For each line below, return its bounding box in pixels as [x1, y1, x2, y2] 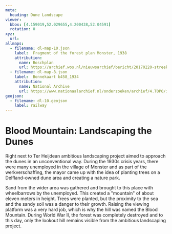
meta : [5, 7, 17, 13]
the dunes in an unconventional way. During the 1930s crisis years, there [5, 159, 159, 165]
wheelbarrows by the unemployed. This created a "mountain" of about [5, 190, 154, 197]
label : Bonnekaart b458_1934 [14, 74, 79, 80]
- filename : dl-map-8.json [10, 70, 68, 75]
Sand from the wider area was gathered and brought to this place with [5, 185, 154, 191]
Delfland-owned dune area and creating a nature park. [5, 175, 120, 181]
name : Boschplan [18, 60, 54, 65]
